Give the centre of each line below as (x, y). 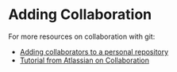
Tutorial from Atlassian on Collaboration (84, 60)
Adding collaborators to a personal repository (94, 51)
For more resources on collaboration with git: (82, 36)
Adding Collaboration (80, 15)
